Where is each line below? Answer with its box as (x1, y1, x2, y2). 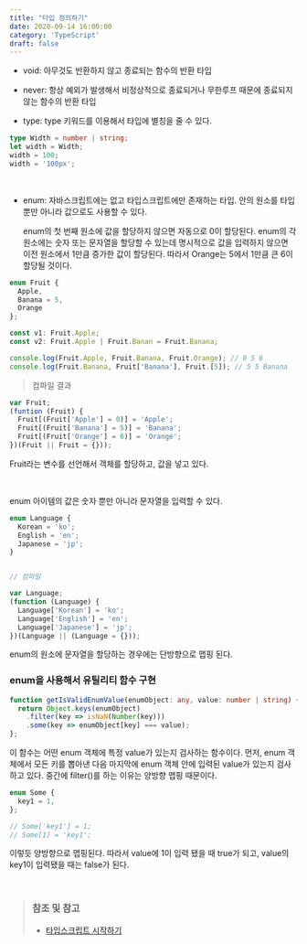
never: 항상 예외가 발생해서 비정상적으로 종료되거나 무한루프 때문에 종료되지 (22, 84, 293, 96)
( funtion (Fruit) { (9, 406, 84, 416)
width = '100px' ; (9, 159, 76, 168)
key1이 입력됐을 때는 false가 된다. (9, 859, 130, 870)
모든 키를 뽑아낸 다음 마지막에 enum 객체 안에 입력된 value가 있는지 (33, 758, 275, 769)
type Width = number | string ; (9, 134, 129, 143)
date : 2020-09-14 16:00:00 (9, 22, 112, 31)
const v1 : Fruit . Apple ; (9, 328, 101, 338)
